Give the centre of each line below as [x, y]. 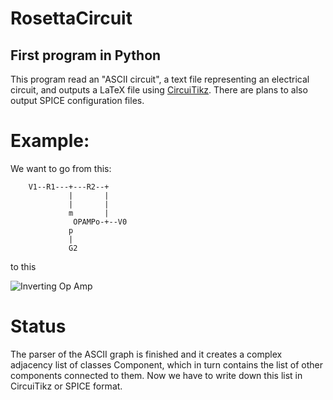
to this [23, 266]
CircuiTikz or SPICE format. [66, 386]
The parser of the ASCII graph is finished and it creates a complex [146, 354]
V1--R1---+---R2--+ [69, 187]
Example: [50, 141]
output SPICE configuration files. [77, 100]
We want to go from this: [61, 168]
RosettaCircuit [71, 18]
